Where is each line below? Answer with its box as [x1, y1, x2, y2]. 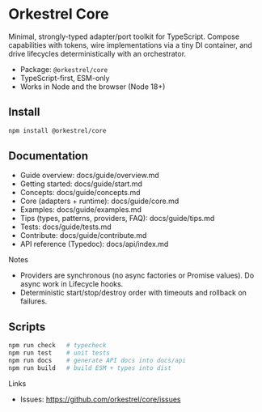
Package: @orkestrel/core [19, 64, 108, 74]
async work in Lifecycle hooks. [19, 279, 124, 289]
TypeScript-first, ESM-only [19, 73, 110, 83]
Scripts [8, 320, 46, 333]
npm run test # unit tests [8, 349, 111, 357]
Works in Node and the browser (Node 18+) [19, 82, 166, 91]
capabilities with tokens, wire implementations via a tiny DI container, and [8, 40, 252, 49]
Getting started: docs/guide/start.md [19, 179, 143, 189]
